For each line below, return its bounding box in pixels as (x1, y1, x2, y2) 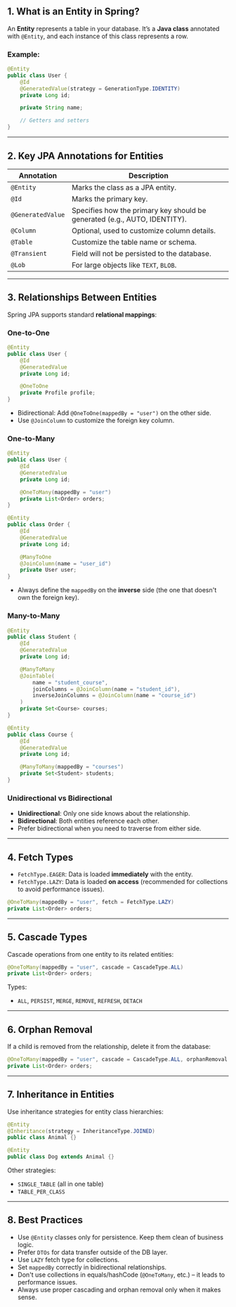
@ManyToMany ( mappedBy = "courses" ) (20, 763, 124, 771)
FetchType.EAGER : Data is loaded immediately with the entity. (17, 870, 193, 878)
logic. (17, 1240, 34, 1248)
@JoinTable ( (20, 673, 55, 680)
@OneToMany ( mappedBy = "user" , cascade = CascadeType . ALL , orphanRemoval (7, 1056, 228, 1063)
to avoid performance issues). (17, 885, 105, 893)
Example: (7, 49, 40, 59)
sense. (17, 1293, 37, 1301)
